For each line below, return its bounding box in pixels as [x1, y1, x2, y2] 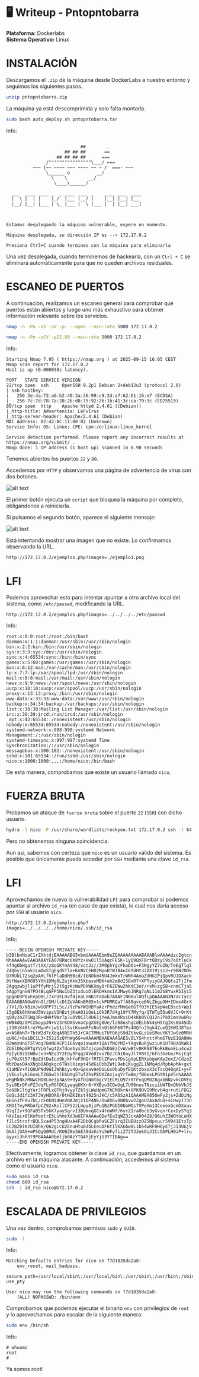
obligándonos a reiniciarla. [6, 502, 71, 509]
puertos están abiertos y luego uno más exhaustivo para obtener [6, 306, 164, 313]
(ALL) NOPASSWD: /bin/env [17, 1294, 81, 1300]
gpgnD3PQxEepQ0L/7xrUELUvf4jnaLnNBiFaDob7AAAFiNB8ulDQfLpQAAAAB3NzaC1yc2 [6, 994, 192, 1000]
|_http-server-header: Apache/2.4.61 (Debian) [6, 414, 123, 420]
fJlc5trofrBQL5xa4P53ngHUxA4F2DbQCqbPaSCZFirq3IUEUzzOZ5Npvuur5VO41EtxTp [6, 1118, 192, 1124]
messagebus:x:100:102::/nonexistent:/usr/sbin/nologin [6, 748, 145, 754]
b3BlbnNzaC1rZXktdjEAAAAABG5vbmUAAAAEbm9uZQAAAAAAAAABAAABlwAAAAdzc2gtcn [6, 952, 192, 958]
